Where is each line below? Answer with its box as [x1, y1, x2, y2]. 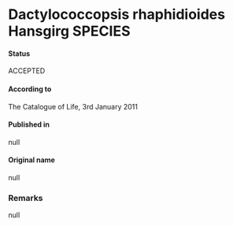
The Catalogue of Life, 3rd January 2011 [8, 102, 138, 111]
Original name [8, 155, 55, 165]
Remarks [8, 192, 43, 203]
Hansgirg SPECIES [8, 22, 131, 40]
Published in [8, 120, 50, 129]
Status [8, 49, 31, 58]
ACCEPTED [8, 66, 46, 76]
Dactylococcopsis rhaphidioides [8, 6, 226, 24]
